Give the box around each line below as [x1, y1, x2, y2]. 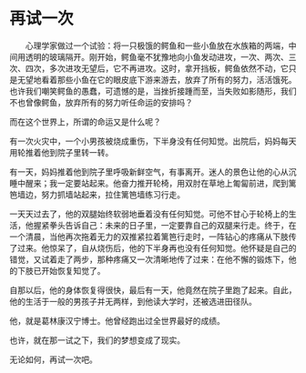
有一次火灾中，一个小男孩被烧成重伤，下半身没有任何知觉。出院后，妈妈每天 [9, 136, 297, 146]
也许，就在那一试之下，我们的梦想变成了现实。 [9, 334, 185, 346]
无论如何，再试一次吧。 [9, 354, 97, 365]
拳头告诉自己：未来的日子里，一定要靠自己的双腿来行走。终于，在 [48, 219, 297, 230]
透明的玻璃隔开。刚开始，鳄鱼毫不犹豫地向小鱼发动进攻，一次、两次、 [25, 51, 289, 62]
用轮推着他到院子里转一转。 [9, 146, 114, 157]
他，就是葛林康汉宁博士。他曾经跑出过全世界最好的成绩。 [9, 315, 225, 326]
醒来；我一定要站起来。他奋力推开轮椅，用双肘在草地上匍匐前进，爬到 [25, 177, 289, 188]
